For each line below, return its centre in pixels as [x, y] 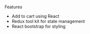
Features [13, 7]
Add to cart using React [35, 16]
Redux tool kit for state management [48, 21]
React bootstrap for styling [38, 26]
